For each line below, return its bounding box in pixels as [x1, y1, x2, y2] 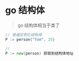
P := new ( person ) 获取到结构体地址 [5, 51, 74, 56]
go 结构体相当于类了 [17, 22, 60, 28]
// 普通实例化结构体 [5, 32, 42, 37]
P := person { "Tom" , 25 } [5, 37, 55, 42]
